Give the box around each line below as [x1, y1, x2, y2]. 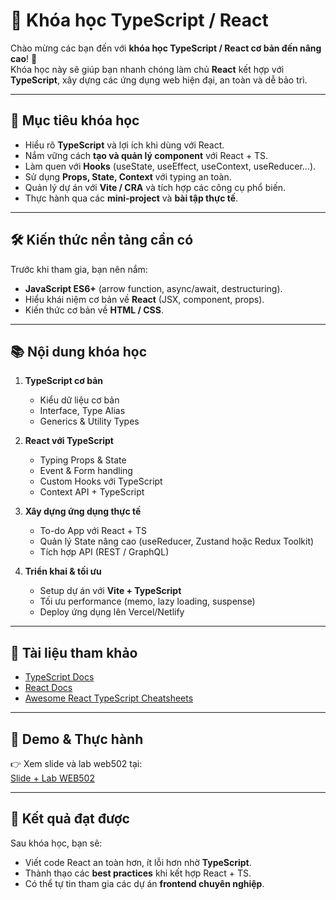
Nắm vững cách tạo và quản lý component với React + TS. [24, 149, 269, 161]
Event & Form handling [39, 465, 133, 477]
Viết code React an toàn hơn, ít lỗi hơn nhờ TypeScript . [24, 856, 252, 868]
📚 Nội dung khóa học [10, 343, 148, 360]
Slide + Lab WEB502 [10, 772, 95, 784]
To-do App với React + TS [39, 525, 147, 537]
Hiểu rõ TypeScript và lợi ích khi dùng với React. [24, 139, 225, 151]
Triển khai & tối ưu [24, 565, 102, 578]
